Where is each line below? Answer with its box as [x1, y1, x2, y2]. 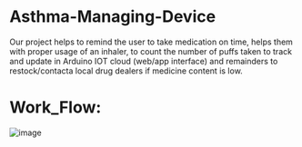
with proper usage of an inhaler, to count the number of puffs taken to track [9, 45, 293, 56]
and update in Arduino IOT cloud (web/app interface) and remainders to [9, 55, 278, 66]
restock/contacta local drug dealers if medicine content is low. [9, 65, 243, 76]
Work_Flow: [9, 97, 102, 118]
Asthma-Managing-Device [9, 6, 216, 27]
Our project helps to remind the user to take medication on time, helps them [9, 36, 294, 47]
